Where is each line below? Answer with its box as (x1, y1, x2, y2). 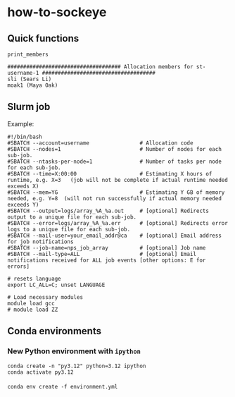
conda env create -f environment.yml (7, 384, 118, 391)
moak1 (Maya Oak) (7, 82, 58, 89)
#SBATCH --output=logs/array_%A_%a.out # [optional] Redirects (7, 207, 210, 214)
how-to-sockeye (7, 4, 107, 20)
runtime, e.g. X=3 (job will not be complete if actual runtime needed (7, 176, 229, 183)
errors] (7, 262, 30, 270)
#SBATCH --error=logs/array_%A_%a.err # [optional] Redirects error (7, 219, 229, 226)
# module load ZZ (7, 306, 58, 313)
